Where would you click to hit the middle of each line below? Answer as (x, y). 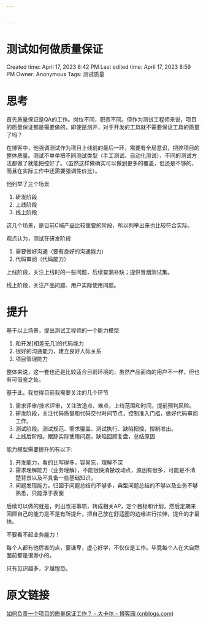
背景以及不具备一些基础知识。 (58, 478)
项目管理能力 (31, 358)
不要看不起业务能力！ (33, 534)
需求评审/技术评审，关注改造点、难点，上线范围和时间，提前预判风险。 (105, 405)
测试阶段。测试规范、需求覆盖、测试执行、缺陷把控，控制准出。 (96, 428)
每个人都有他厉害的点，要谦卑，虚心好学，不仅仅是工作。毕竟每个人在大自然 (103, 548)
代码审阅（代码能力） (42, 259)
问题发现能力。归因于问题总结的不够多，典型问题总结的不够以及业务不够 (106, 485)
